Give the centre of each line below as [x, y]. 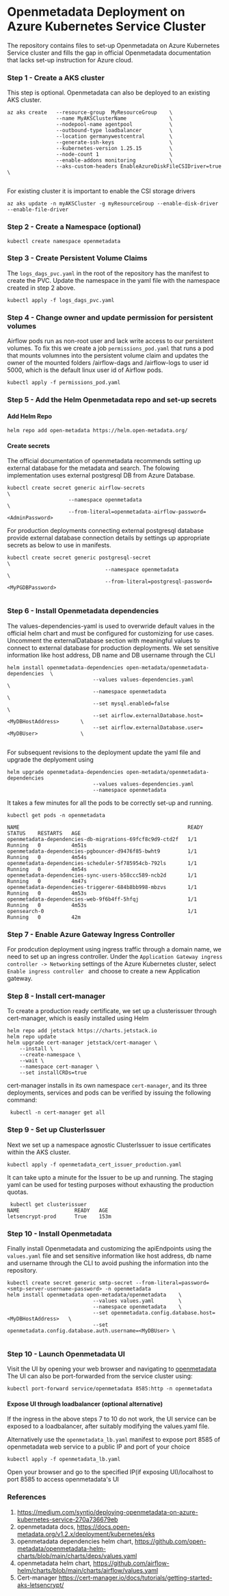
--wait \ [32, 1061]
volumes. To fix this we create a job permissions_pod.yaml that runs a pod [110, 348]
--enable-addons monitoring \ [114, 161]
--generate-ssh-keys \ [114, 142]
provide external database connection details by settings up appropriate [109, 538]
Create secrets [28, 445]
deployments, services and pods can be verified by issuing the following [109, 1093]
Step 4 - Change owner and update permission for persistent [110, 317]
